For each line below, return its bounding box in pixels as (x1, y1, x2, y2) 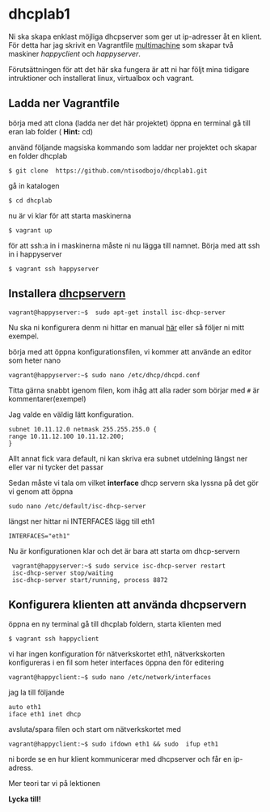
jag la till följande (8, 687, 65, 697)
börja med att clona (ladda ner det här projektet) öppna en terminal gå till (8, 118, 251, 128)
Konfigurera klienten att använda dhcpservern (8, 597, 247, 611)
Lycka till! (8, 794, 42, 804)
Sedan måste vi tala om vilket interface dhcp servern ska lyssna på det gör (8, 478, 259, 487)
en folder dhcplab (8, 151, 68, 160)
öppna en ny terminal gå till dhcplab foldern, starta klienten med (8, 619, 221, 629)
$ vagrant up (8, 226, 53, 235)
